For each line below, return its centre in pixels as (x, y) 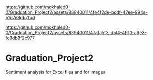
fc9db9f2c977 (20, 38)
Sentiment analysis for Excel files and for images (55, 72)
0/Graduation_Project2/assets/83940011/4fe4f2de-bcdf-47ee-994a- (76, 12)
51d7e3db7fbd (20, 18)
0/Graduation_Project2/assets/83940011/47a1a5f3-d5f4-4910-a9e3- (76, 33)
